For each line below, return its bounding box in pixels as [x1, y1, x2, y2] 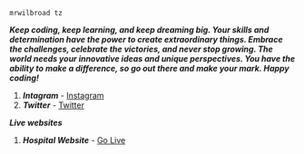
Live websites [9, 118, 63, 128]
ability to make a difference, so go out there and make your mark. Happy [9, 63, 290, 73]
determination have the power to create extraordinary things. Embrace [9, 34, 283, 44]
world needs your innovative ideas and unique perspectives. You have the [9, 53, 296, 63]
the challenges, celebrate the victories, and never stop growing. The [9, 43, 274, 54]
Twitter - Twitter [22, 100, 84, 111]
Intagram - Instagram [22, 91, 104, 101]
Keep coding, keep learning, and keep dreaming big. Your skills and [9, 24, 270, 35]
